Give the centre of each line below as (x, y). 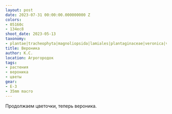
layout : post (19, 10)
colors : (14, 20)
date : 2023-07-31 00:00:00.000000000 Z (48, 15)
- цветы (14, 77)
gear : (11, 82)
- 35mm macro (19, 91)
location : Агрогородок (29, 58)
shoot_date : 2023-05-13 (31, 34)
